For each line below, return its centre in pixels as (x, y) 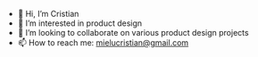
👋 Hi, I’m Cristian (48, 14)
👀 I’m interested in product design (80, 23)
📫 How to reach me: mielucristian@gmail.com (103, 43)
